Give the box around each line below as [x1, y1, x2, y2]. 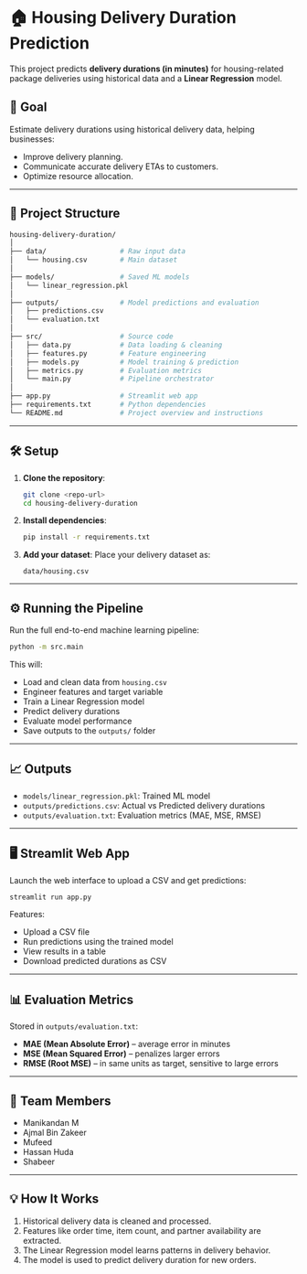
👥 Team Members [9, 1093, 111, 1108]
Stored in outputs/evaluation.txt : [9, 1021, 139, 1032]
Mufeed [22, 1137, 53, 1148]
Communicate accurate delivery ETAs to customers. [22, 161, 219, 172]
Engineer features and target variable [22, 686, 164, 697]
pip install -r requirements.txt [22, 532, 151, 542]
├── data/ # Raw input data [9, 247, 185, 256]
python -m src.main [9, 642, 84, 652]
